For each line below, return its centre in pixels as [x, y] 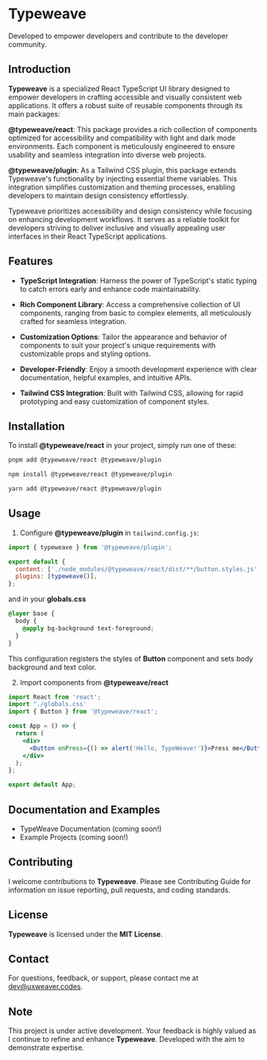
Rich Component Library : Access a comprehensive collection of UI [130, 304]
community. [27, 44]
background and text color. [52, 667]
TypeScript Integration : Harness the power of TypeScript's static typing [138, 280]
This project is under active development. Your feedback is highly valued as [132, 1031]
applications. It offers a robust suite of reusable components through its [126, 105]
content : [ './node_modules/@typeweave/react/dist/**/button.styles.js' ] [138, 569]
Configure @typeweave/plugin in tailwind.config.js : [109, 532]
